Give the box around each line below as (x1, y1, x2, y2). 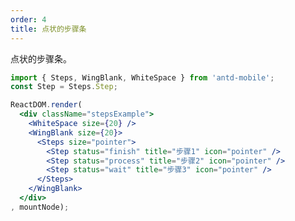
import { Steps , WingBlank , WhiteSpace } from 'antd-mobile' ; (10, 72, 275, 83)
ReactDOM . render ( (10, 100, 83, 110)
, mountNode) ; (10, 202, 70, 212)
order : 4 (10, 14, 47, 25)
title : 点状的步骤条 (10, 24, 87, 34)
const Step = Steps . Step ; (10, 82, 118, 92)
